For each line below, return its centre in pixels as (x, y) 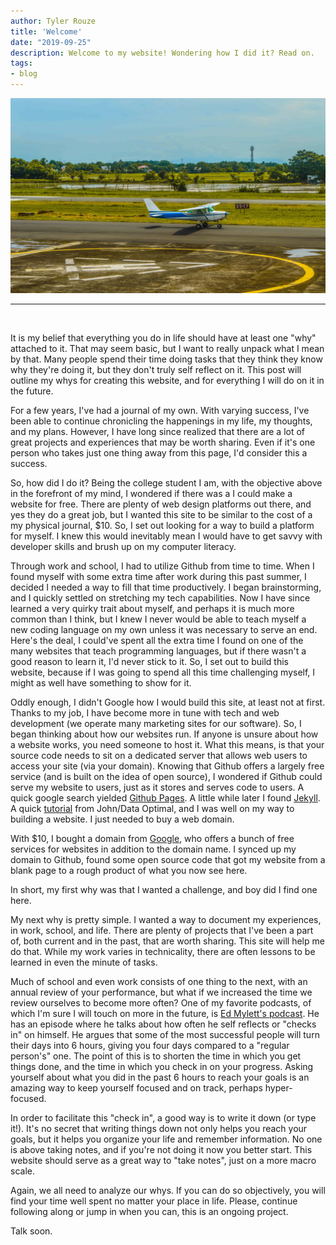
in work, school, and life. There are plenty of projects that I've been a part (162, 931)
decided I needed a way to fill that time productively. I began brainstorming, (166, 587)
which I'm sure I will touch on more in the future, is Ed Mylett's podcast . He (165, 1014)
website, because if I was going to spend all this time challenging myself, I (163, 672)
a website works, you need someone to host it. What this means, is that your (167, 745)
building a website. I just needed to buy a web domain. (122, 819)
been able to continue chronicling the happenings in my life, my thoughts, (161, 421)
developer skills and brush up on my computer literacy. (123, 547)
